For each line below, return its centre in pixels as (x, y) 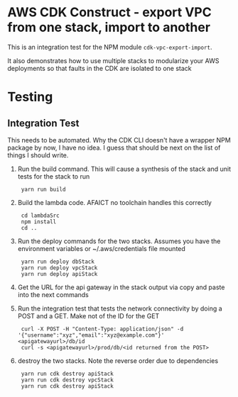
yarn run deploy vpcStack (59, 268)
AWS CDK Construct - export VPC (109, 12)
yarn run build (43, 189)
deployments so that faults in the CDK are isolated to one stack (99, 68)
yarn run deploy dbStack (58, 262)
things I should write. (38, 155)
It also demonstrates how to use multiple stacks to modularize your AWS (113, 60)
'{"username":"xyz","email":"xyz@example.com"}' (91, 335)
